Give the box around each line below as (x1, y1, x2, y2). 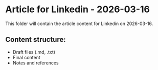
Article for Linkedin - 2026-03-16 (5, 4, 150, 15)
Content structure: (5, 35, 66, 44)
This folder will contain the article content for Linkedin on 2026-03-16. (5, 20, 153, 27)
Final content (12, 54, 41, 60)
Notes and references (12, 60, 59, 66)
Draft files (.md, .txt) (12, 49, 55, 55)
